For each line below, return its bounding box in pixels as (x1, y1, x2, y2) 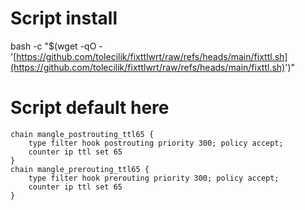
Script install (10, 7, 118, 30)
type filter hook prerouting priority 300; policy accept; (28, 173, 280, 183)
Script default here (10, 97, 170, 119)
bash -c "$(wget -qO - (10, 40, 103, 52)
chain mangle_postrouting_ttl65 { (10, 129, 155, 139)
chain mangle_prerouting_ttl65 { (10, 164, 150, 174)
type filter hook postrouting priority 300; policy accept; (28, 138, 284, 148)
